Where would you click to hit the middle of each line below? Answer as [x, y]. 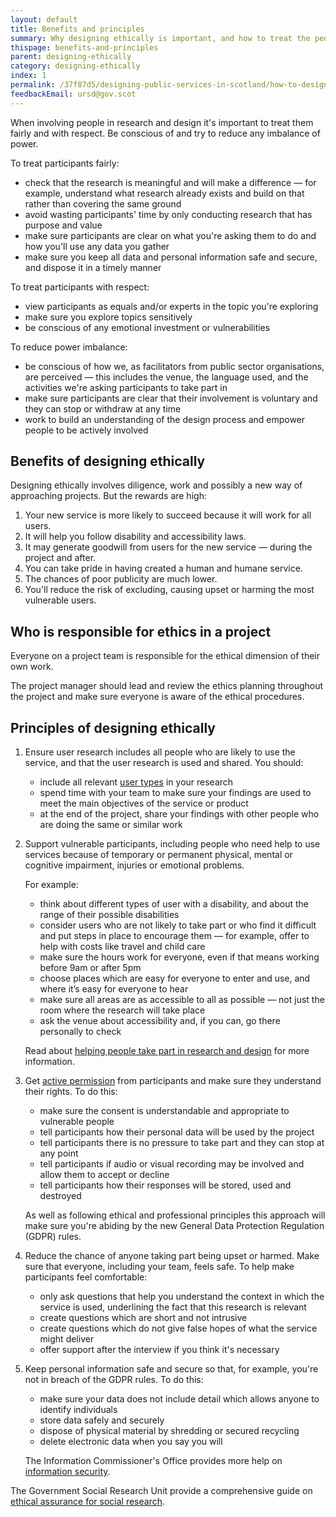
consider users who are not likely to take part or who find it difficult [178, 925]
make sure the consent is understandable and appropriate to [164, 1111]
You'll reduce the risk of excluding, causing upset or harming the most [169, 590]
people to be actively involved [86, 430]
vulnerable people [77, 1122]
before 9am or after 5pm [90, 968]
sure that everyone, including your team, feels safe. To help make [159, 1267]
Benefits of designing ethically [108, 461]
